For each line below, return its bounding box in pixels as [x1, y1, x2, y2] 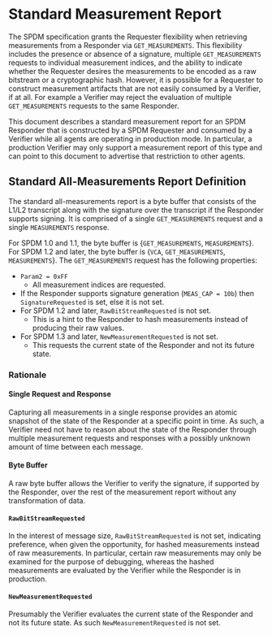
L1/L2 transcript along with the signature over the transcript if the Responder [8, 205, 264, 215]
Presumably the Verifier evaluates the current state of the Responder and [8, 609, 253, 619]
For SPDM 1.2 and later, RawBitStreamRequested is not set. [19, 306, 212, 315]
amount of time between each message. [8, 441, 144, 451]
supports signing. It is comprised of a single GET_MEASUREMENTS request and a [8, 213, 264, 224]
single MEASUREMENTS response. [8, 222, 110, 232]
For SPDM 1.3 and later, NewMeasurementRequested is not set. [19, 331, 219, 341]
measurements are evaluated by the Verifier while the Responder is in [8, 566, 241, 576]
